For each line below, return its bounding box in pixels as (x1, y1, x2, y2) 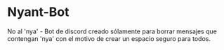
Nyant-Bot (7, 4, 70, 20)
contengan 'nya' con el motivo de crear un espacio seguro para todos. (7, 34, 211, 42)
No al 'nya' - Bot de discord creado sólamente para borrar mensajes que (7, 27, 218, 35)
